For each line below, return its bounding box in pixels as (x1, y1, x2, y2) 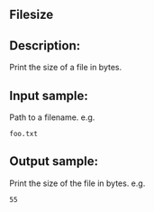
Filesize (9, 7, 54, 23)
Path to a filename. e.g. (9, 112, 95, 123)
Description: (9, 38, 81, 53)
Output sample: (9, 153, 99, 170)
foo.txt (9, 130, 39, 139)
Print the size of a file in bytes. (9, 62, 122, 73)
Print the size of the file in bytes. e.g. (9, 178, 146, 189)
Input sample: (9, 88, 88, 103)
